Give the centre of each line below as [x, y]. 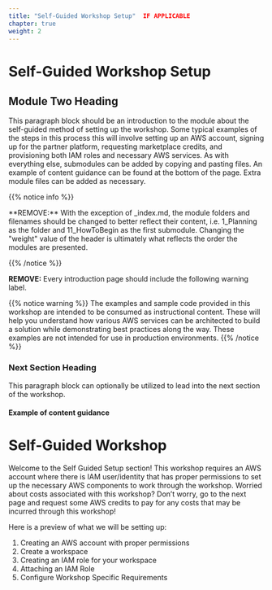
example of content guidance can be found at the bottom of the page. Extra [135, 173]
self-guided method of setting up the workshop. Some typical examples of [133, 129]
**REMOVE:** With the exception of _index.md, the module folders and [129, 213]
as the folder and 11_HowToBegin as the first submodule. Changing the [127, 230]
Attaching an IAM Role [57, 569]
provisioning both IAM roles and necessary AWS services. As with [119, 155]
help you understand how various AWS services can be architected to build [134, 321]
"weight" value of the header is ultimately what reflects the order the [123, 239]
